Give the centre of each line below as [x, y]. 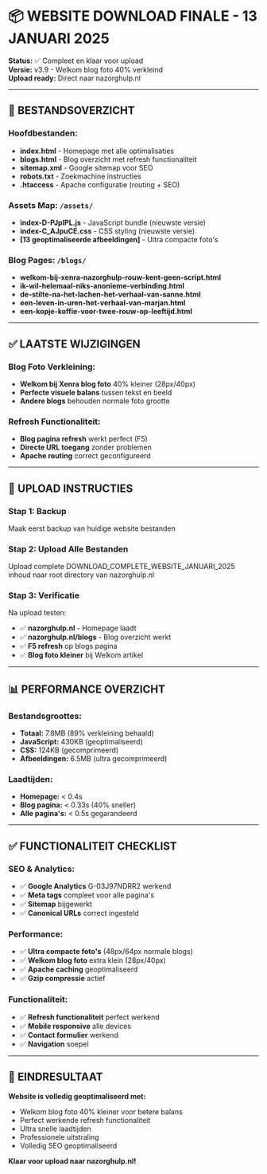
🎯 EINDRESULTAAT [56, 1077]
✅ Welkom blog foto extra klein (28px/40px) [93, 960]
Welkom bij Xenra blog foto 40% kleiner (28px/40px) [108, 383]
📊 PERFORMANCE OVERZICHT [87, 689]
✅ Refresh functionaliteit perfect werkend [90, 1017]
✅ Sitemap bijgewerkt [56, 904]
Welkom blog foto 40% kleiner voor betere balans [101, 1111]
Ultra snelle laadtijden [55, 1129]
